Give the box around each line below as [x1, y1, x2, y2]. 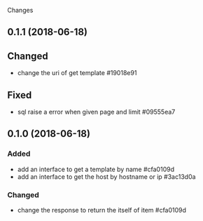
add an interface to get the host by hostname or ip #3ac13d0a [17, 172, 196, 181]
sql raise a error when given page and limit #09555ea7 [17, 108, 176, 116]
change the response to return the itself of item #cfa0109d [17, 206, 187, 214]
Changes [7, 6, 34, 14]
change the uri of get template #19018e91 [17, 69, 137, 77]
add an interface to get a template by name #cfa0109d [17, 165, 175, 173]
